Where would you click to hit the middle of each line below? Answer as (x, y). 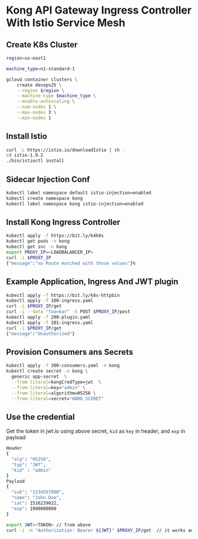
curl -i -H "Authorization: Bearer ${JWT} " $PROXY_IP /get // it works (96, 530)
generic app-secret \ (39, 377)
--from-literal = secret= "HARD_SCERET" (58, 398)
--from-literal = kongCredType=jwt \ (56, 382)
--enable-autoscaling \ (46, 102)
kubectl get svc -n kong (37, 247)
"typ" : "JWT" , (29, 465)
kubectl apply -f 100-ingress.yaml (50, 301)
